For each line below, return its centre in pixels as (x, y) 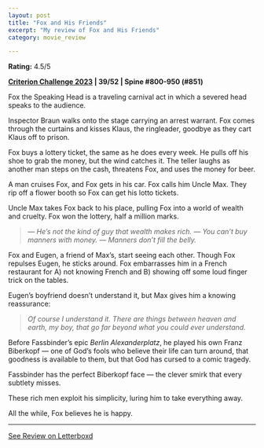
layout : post (29, 15)
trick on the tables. (38, 281)
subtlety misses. (35, 383)
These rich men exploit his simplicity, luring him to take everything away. (126, 398)
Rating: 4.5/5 (29, 67)
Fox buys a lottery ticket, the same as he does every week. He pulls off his (128, 152)
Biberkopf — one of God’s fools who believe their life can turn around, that (128, 351)
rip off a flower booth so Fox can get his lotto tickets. (93, 193)
